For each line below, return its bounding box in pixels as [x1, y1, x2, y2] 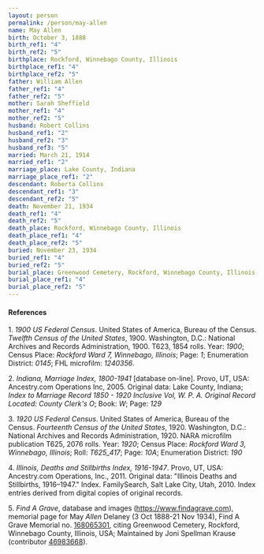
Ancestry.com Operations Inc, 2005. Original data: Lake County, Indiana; [8, 382, 244, 391]
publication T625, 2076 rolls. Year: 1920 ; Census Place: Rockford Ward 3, [8, 440, 247, 449]
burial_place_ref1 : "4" [8, 275, 87, 284]
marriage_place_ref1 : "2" [8, 173, 93, 182]
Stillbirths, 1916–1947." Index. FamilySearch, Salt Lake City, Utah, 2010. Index [8, 480, 256, 489]
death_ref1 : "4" [8, 210, 61, 218]
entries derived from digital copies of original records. [8, 488, 184, 498]
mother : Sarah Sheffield [8, 99, 90, 107]
